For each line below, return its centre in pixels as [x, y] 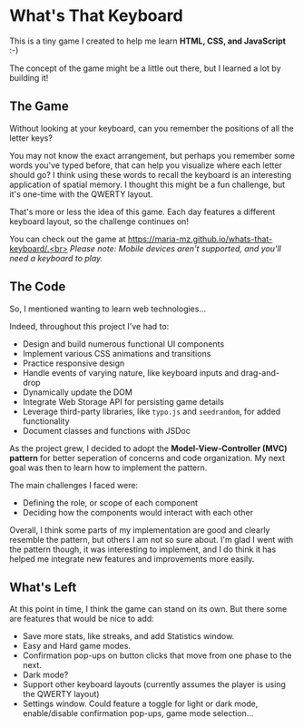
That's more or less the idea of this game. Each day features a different [142, 212]
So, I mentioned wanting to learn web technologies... [108, 309]
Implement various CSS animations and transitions [117, 353]
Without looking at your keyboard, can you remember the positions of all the [152, 128]
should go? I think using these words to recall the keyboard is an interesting [151, 174]
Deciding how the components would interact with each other [138, 512]
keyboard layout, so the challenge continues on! [99, 221]
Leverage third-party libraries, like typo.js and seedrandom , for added [152, 411]
